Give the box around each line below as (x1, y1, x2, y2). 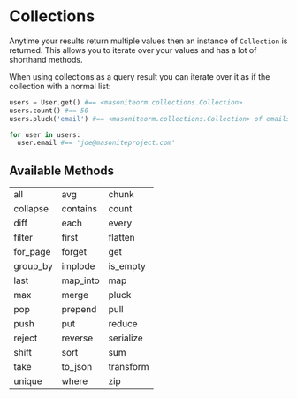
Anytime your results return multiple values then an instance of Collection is (9, 35, 288, 46)
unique (13, 375, 42, 387)
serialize (108, 332, 143, 344)
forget (61, 246, 87, 258)
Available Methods (9, 163, 115, 178)
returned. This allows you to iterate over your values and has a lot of (9, 44, 257, 55)
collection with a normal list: (9, 81, 111, 91)
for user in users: (9, 130, 81, 139)
